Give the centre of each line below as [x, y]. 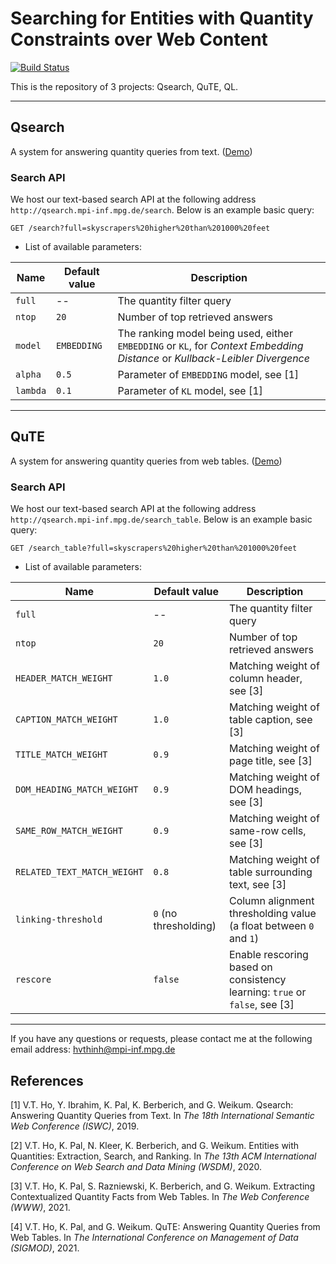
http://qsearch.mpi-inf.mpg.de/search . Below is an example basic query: [162, 210]
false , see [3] [261, 1005]
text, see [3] [257, 885]
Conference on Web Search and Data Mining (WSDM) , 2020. [136, 1166]
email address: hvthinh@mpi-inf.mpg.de [93, 1049]
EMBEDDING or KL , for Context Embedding [210, 346]
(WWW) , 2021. [40, 1207]
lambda [31, 391]
